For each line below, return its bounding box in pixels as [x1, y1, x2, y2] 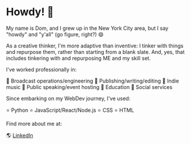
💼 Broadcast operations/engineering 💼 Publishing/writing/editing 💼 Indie [6, 77, 179, 84]
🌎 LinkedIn [6, 132, 33, 139]
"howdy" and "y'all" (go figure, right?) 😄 [6, 30, 104, 37]
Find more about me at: [6, 120, 62, 127]
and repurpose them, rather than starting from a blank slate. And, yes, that [6, 48, 185, 55]
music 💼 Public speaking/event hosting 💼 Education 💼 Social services [6, 83, 173, 90]
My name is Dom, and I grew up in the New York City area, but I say [6, 25, 169, 32]
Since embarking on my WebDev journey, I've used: [6, 95, 131, 102]
